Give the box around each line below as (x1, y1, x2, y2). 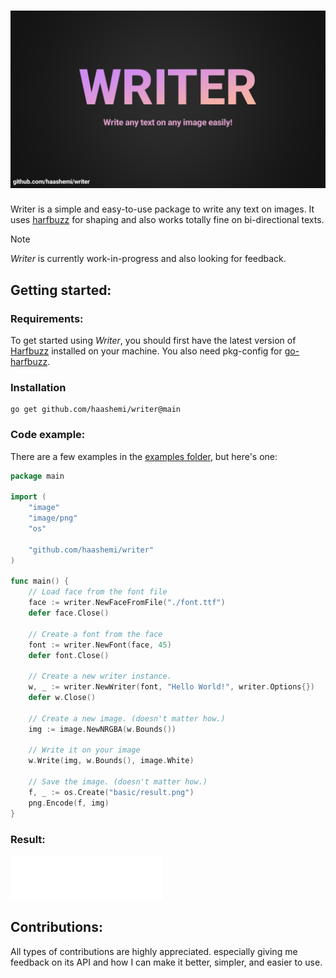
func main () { (10, 576, 70, 587)
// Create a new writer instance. (28, 671, 172, 682)
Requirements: (10, 311, 84, 325)
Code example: (10, 428, 86, 442)
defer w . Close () (28, 693, 97, 703)
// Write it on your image (28, 745, 141, 755)
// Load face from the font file (28, 587, 168, 597)
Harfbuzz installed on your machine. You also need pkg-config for (10, 345, 283, 357)
